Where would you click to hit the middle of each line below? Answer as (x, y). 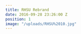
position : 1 (18, 19)
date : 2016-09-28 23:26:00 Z (36, 14)
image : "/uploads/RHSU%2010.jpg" (41, 24)
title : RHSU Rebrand (27, 10)
